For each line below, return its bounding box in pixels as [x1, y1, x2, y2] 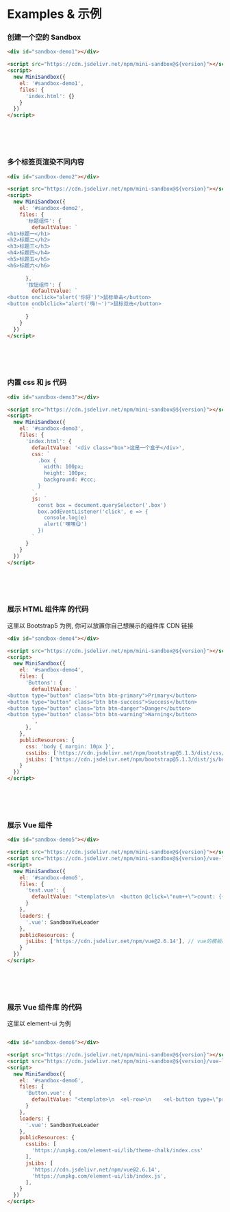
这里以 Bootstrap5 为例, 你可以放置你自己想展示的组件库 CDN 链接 [7, 621, 194, 630]
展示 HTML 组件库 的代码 [7, 604, 89, 614]
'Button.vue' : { [25, 1090, 72, 1097]
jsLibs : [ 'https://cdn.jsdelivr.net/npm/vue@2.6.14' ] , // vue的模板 [25, 938, 222, 945]
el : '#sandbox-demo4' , [19, 667, 84, 674]
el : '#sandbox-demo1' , [19, 80, 84, 86]
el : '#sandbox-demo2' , [19, 205, 84, 212]
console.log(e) [43, 514, 88, 521]
